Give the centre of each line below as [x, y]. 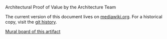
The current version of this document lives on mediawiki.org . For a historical [84, 17]
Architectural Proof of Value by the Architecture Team [61, 7]
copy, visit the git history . [31, 22]
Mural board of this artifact [33, 31]
